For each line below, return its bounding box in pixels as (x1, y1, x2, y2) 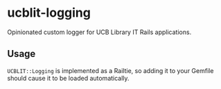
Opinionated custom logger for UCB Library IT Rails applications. (7, 28, 192, 36)
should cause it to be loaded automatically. (7, 74, 130, 82)
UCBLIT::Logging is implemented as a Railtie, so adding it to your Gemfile (7, 66, 214, 74)
